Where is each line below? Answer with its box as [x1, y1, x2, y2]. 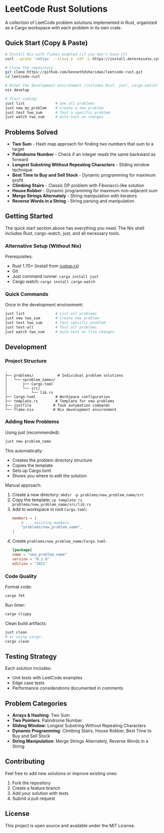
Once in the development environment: [5, 302, 83, 308]
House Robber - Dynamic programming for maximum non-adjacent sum [12, 188, 158, 194]
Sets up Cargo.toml [12, 467, 51, 473]
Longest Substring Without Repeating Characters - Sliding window [12, 162, 150, 168]
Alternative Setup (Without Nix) [5, 243, 82, 249]
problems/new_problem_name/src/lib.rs [12, 502, 91, 507]
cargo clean [5, 639, 29, 644]
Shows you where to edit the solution [12, 472, 87, 479]
